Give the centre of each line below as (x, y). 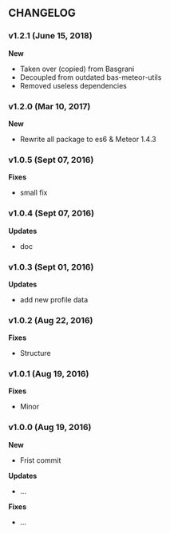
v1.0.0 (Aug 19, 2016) (50, 428)
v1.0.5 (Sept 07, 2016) (51, 160)
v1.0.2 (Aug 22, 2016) (51, 320)
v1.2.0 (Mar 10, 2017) (49, 106)
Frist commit (40, 460)
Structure (35, 353)
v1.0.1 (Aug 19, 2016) (49, 374)
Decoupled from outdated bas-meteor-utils (91, 77)
